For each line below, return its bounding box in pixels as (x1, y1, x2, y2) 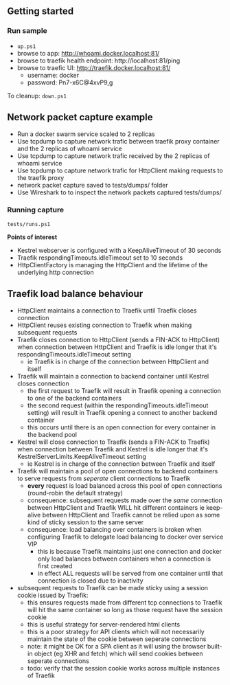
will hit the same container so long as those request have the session (27, 605, 223, 614)
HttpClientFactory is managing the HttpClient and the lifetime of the (16, 260, 208, 269)
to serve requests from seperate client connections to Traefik (16, 474, 191, 482)
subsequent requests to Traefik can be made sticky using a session (16, 583, 208, 592)
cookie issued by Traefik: (16, 591, 89, 599)
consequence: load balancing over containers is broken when (27, 525, 203, 533)
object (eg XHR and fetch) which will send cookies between (34, 649, 204, 658)
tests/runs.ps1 (7, 221, 51, 227)
